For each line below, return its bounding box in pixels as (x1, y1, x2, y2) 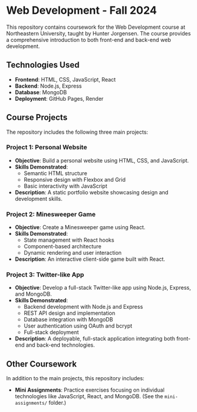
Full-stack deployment (23, 329, 79, 336)
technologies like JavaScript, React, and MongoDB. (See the (14, 393, 164, 400)
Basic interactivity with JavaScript (23, 182, 107, 190)
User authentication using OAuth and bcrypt (23, 322, 133, 330)
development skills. (14, 195, 63, 202)
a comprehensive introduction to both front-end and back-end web (6, 36, 171, 43)
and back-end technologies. (26, 341, 96, 348)
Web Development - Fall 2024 (6, 4, 157, 17)
